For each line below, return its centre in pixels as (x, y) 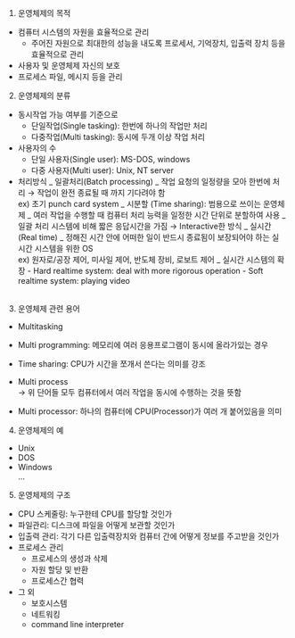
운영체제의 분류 (44, 95)
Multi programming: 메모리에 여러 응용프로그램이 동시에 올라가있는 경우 (143, 345)
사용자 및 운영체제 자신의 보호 (69, 66)
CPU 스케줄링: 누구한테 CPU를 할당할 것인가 (94, 514)
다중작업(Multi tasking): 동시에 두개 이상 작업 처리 (118, 137)
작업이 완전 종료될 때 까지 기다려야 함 (101, 193)
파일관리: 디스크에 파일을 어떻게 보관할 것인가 (96, 525)
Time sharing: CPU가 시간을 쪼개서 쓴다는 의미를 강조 (112, 364)
